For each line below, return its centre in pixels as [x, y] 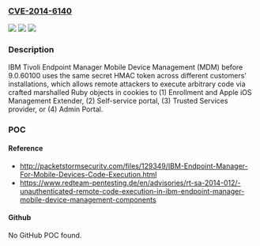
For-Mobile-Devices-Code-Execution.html [88, 174]
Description [31, 50]
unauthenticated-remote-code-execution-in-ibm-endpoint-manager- [132, 191]
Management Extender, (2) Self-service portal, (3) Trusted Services [118, 100]
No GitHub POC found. [45, 235]
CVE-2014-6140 [40, 11]
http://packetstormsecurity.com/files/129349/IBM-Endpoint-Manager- [134, 166]
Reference [26, 149]
